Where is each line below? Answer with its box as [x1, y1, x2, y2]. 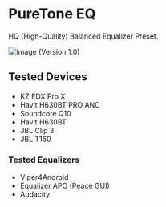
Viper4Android [19, 172, 69, 182]
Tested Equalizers [8, 154, 80, 165]
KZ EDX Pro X [19, 91, 66, 101]
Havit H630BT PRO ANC [19, 99, 100, 109]
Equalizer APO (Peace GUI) [19, 181, 110, 191]
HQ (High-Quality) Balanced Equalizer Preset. [8, 31, 159, 41]
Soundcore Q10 [19, 108, 72, 118]
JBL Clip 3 [19, 125, 55, 135]
